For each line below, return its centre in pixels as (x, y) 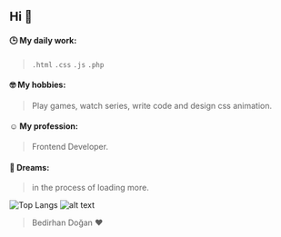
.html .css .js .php (68, 64)
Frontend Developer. (70, 147)
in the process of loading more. (90, 188)
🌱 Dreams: (30, 167)
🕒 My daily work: (43, 40)
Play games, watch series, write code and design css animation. (152, 105)
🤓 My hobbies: (38, 85)
